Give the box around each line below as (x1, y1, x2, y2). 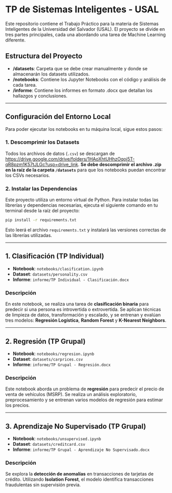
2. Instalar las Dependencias (5, 185, 78, 192)
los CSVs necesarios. (5, 172, 50, 178)
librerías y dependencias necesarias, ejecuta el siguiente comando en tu (5, 202, 158, 208)
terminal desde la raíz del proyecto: (5, 208, 80, 214)
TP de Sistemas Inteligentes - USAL (5, 4, 159, 15)
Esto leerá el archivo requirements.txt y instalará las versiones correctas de (5, 227, 166, 233)
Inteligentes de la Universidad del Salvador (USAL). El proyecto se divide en (5, 26, 165, 32)
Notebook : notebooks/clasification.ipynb (12, 265, 104, 271)
